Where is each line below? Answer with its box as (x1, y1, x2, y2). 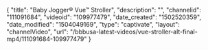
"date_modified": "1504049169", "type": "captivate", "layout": (6, 21, 180, 28)
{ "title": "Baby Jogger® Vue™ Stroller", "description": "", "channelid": (6, 6, 202, 14)
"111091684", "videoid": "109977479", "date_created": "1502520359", (6, 13, 202, 21)
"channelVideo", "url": (6, 27, 69, 36)
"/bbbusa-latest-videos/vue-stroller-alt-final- (70, 27, 198, 36)
